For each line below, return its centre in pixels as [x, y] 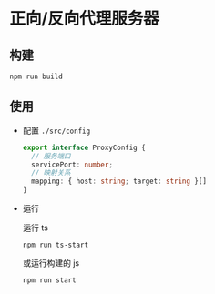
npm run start [49, 280]
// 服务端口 [51, 156]
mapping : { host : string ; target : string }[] [119, 182]
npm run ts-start [56, 245]
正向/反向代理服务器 [84, 19]
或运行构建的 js [51, 263]
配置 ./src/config [56, 130]
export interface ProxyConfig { [84, 147]
